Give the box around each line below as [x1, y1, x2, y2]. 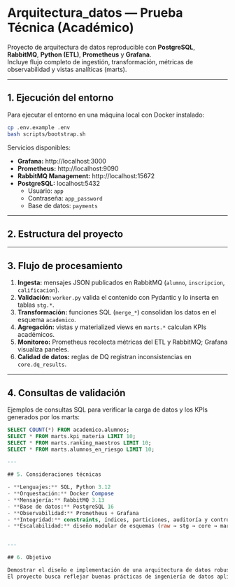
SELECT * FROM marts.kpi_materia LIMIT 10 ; [7, 433, 136, 440]
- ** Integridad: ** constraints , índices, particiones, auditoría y [7, 516, 208, 523]
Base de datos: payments [27, 201, 98, 210]
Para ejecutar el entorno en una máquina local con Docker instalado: [7, 110, 205, 119]
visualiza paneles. [17, 345, 69, 354]
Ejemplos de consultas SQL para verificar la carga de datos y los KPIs [7, 405, 208, 414]
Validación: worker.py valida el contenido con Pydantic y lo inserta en [17, 293, 219, 302]
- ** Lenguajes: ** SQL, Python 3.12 [7, 484, 111, 491]
